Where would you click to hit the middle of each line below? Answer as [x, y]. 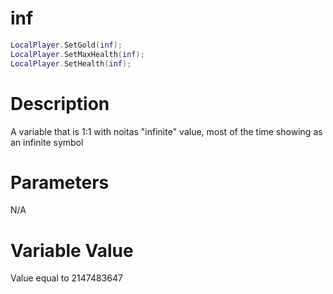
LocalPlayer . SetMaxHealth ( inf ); [77, 54]
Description [60, 103]
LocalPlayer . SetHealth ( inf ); [71, 63]
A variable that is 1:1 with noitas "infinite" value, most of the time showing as [166, 131]
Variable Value [72, 250]
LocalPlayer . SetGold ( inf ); [66, 45]
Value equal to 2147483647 [66, 278]
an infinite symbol [47, 142]
